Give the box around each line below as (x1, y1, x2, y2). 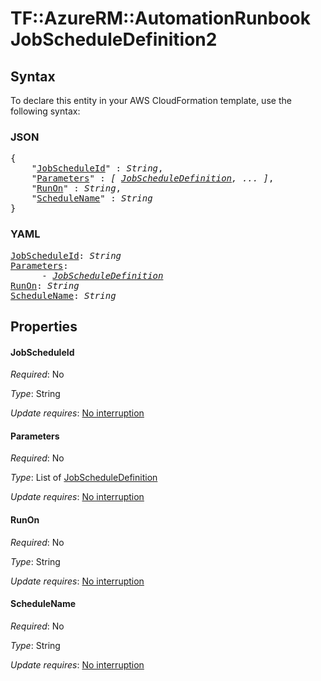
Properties (10, 318, 78, 335)
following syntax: (10, 105, 81, 117)
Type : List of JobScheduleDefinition (10, 472, 158, 484)
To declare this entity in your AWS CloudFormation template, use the (10, 95, 292, 106)
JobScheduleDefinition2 (10, 28, 218, 51)
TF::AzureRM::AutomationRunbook (10, 7, 312, 30)
